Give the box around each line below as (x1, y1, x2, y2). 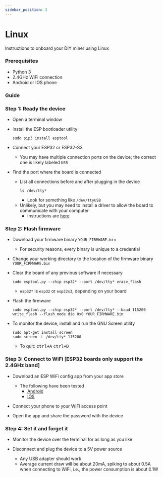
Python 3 (12, 69, 31, 75)
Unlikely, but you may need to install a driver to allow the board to (19, 202, 154, 208)
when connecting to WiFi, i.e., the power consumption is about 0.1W (19, 466, 159, 472)
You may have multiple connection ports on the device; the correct (19, 154, 156, 160)
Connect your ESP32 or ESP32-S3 (12, 145, 83, 151)
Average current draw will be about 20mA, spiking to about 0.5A (19, 461, 151, 467)
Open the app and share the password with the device (12, 412, 123, 418)
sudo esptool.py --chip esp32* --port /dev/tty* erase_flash (12, 280, 142, 285)
